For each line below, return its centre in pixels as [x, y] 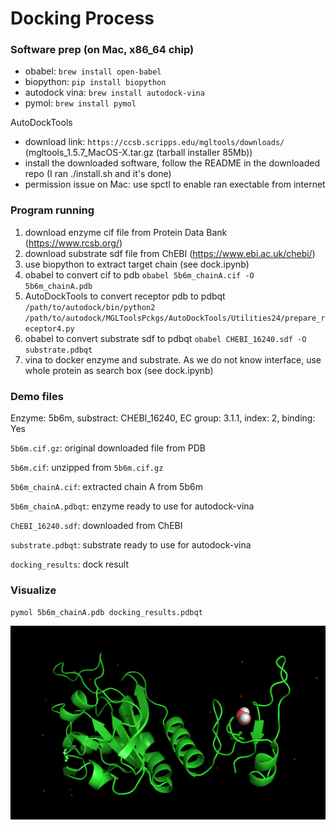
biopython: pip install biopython [95, 82]
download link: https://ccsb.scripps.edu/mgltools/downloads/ [154, 142]
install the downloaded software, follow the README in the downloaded [172, 163]
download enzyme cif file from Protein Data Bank [126, 232]
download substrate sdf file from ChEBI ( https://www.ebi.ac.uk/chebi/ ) [170, 253]
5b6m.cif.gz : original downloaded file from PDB [108, 448]
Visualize [33, 590]
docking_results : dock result [69, 564]
